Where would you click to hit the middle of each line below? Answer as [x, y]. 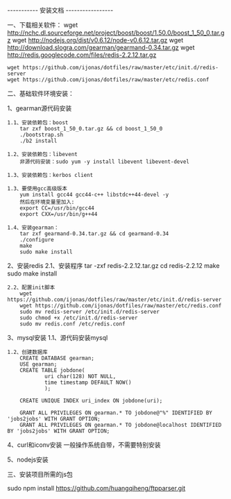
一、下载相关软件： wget [43, 25]
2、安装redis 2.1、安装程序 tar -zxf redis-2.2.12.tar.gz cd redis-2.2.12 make [113, 265]
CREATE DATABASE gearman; [57, 358]
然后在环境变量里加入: [47, 202]
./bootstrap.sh [42, 135]
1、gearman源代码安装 [40, 108]
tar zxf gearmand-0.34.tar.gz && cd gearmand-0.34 [94, 234]
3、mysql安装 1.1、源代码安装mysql [58, 338]
